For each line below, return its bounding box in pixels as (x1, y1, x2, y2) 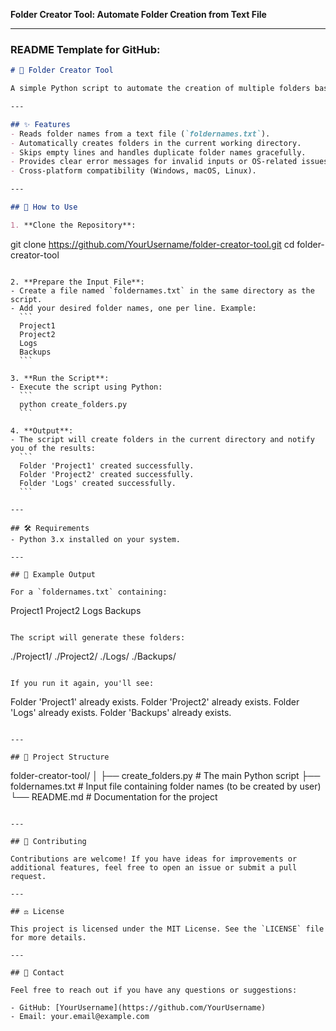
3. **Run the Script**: (10, 373, 110, 383)
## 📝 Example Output (10, 569, 97, 579)
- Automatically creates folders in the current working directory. (10, 138, 302, 148)
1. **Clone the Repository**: (10, 220, 137, 230)
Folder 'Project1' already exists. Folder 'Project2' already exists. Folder (10, 695, 300, 708)
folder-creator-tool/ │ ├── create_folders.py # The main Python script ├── (10, 769, 321, 781)
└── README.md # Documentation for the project (10, 790, 218, 803)
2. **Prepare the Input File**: (10, 277, 145, 287)
